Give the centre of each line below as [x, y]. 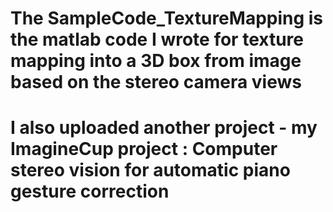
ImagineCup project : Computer [144, 149]
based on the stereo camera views [156, 82]
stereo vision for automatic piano [150, 170]
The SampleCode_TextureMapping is [167, 18]
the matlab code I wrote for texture [157, 39]
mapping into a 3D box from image [156, 61]
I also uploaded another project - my [164, 128]
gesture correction [90, 191]
